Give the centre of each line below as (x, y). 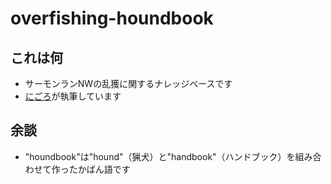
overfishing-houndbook (112, 18)
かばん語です (104, 169)
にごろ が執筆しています (73, 96)
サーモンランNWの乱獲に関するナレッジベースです (128, 83)
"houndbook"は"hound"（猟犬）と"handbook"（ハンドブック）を (160, 156)
